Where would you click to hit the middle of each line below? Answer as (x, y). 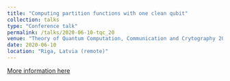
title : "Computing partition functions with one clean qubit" (98, 13)
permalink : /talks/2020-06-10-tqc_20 (61, 32)
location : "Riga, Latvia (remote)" (58, 52)
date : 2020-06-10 (32, 45)
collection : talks (33, 20)
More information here (39, 70)
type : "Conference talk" (42, 26)
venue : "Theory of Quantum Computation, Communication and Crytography (111, 39)
